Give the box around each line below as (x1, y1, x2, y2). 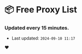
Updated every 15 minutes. (4, 25, 69, 32)
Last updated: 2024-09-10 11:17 (11, 35, 76, 41)
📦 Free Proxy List (4, 4, 77, 15)
